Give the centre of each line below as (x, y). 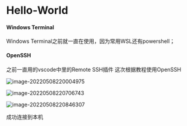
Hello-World (37, 10)
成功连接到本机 (25, 116)
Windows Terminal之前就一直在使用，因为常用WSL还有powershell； (91, 41)
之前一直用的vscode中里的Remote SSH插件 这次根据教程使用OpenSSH (94, 69)
